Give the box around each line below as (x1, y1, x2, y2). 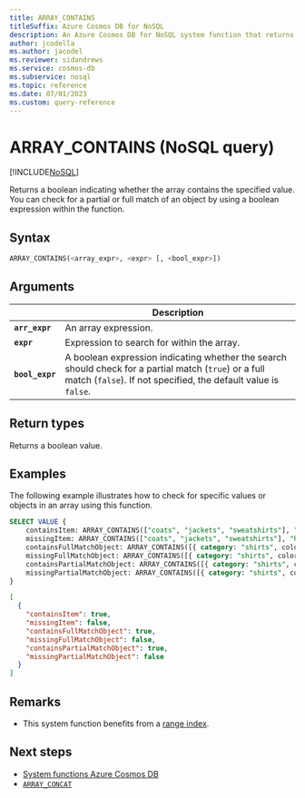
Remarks (9, 694, 62, 709)
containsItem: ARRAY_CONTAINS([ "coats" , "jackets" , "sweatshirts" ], (25, 526, 290, 536)
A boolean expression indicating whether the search (64, 350, 288, 363)
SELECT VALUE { (9, 517, 67, 527)
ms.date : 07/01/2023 (9, 89, 88, 98)
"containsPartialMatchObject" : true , (25, 644, 169, 653)
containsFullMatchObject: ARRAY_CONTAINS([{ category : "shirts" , (25, 543, 279, 552)
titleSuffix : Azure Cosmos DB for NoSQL (9, 22, 165, 31)
